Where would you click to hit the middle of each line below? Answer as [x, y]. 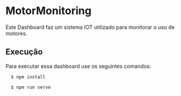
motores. [17, 33]
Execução [24, 52]
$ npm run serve [31, 87]
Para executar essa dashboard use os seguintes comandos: [78, 66]
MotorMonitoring [49, 11]
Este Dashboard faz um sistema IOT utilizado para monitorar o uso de [90, 27]
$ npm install [28, 77]
